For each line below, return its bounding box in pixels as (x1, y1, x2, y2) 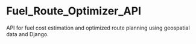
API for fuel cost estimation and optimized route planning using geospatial (6, 24, 190, 31)
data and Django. (6, 30, 49, 37)
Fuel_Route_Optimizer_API (6, 4, 142, 18)
